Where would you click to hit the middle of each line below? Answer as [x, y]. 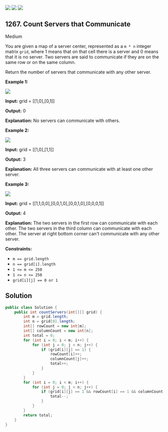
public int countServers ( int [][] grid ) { [58, 312]
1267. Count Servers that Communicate [68, 24]
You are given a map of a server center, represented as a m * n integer [78, 46]
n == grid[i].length [34, 264]
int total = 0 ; [39, 335]
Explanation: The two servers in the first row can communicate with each [81, 223]
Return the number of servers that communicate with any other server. [78, 72]
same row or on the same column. [40, 62]
